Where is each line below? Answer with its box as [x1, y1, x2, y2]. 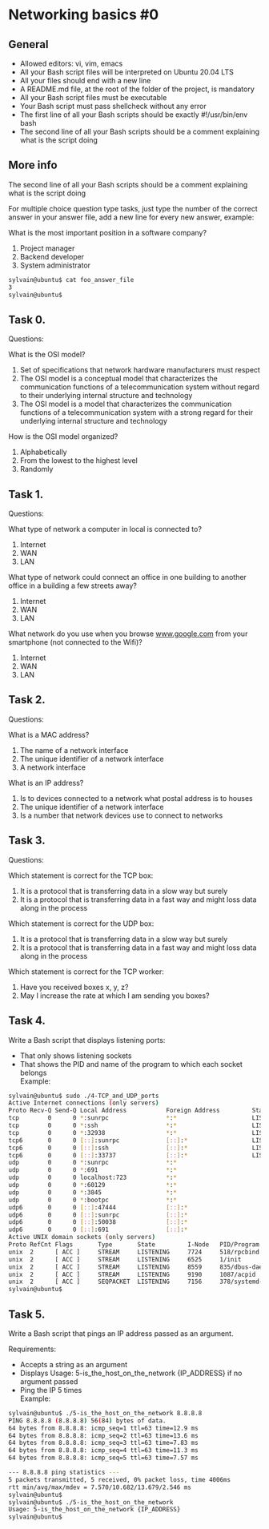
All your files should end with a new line [19, 76, 151, 85]
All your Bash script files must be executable [19, 93, 167, 102]
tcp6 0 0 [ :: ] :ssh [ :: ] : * [8, 1144, 188, 1152]
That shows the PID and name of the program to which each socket [19, 1059, 243, 1068]
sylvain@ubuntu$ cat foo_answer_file [8, 276, 134, 284]
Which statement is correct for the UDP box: [8, 919, 155, 928]
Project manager [19, 243, 75, 253]
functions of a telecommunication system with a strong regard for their [19, 408, 254, 417]
